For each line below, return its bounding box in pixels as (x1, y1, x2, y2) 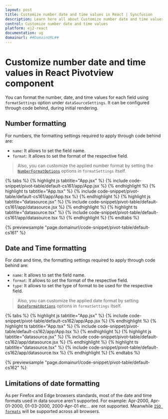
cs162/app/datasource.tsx (5, 350, 59, 356)
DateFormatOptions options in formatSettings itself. (17, 303, 122, 309)
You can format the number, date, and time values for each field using (5, 94, 149, 100)
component (5, 78, 54, 89)
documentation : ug (5, 30, 43, 35)
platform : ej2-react (5, 26, 48, 31)
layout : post (5, 7, 32, 12)
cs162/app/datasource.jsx (5, 339, 59, 345)
